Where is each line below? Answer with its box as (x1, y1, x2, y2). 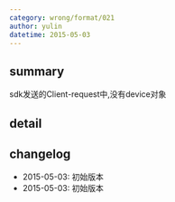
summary (9, 63, 65, 79)
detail (9, 115, 42, 131)
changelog (9, 146, 71, 161)
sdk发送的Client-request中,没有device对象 (9, 89, 167, 100)
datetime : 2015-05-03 (9, 30, 91, 39)
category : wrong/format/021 (9, 13, 115, 23)
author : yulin (9, 22, 63, 31)
